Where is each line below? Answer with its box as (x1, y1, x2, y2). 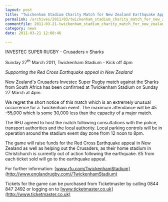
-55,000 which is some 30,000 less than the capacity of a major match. (5, 110, 152, 116)
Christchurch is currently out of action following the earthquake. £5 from (5, 150, 154, 156)
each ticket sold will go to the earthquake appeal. (5, 156, 106, 162)
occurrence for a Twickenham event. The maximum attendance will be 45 (5, 104, 157, 110)
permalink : (5, 17, 28, 22)
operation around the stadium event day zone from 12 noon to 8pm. (5, 130, 144, 136)
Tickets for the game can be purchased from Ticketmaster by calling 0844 (5, 180, 159, 186)
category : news (5, 26, 37, 31)
